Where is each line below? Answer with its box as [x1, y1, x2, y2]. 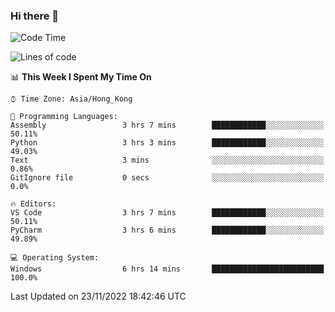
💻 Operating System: [10, 253, 100, 263]
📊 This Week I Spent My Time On [10, 71, 152, 83]
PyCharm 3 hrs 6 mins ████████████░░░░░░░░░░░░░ [10, 225, 325, 236]
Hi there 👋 [10, 9, 60, 23]
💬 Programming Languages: [10, 112, 118, 122]
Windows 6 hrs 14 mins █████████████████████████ [10, 264, 325, 274]
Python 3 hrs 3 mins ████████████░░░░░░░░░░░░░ [10, 138, 325, 148]
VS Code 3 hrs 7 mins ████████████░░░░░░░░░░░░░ [10, 208, 325, 218]
